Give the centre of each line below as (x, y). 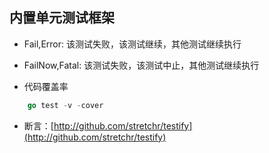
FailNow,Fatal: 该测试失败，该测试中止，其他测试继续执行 (141, 65)
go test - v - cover (65, 105)
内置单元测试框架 (62, 18)
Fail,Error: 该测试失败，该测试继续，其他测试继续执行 (132, 44)
